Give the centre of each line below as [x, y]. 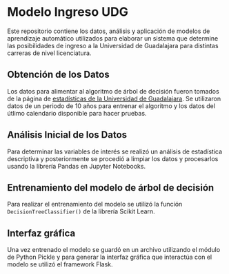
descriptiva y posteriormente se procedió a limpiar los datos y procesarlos [113, 158]
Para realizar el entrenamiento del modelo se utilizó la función [95, 204]
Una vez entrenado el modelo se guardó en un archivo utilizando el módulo [114, 250]
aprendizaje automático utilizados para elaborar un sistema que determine [113, 38]
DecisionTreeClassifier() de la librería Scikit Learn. [81, 211]
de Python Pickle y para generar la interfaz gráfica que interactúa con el [110, 257]
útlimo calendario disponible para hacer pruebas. [77, 113]
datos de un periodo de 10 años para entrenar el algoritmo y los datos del [111, 106]
